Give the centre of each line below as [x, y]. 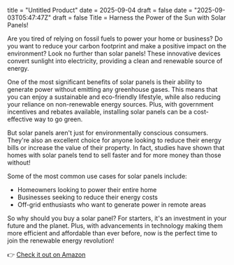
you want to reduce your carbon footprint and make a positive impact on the [117, 46]
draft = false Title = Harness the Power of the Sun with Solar [139, 18]
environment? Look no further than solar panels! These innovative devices [114, 53]
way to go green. [58, 119]
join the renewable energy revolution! [61, 240]
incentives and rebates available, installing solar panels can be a [100, 112]
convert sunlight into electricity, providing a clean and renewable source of [115, 61]
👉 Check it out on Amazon [46, 254]
